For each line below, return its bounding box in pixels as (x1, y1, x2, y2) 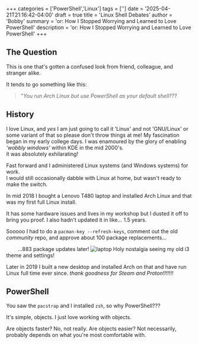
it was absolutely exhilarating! (6, 150, 79, 157)
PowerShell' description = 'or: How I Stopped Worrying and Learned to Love (6, 24, 191, 31)
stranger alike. (6, 69, 41, 76)
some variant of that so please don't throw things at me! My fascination (6, 131, 180, 139)
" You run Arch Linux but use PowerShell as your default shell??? (20, 92, 177, 99)
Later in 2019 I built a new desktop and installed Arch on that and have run (6, 263, 187, 270)
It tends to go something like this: (6, 81, 87, 88)
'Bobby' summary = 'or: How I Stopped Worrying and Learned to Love (6, 18, 177, 24)
